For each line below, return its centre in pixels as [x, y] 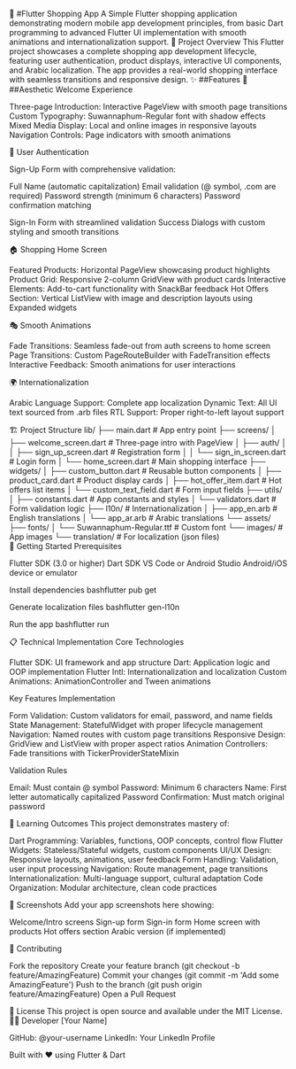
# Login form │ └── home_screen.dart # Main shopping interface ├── [138, 461]
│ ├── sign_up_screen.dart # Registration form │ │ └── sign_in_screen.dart [148, 452]
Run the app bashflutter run [59, 624]
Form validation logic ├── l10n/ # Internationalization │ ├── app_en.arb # [144, 508]
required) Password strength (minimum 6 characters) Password [125, 196]
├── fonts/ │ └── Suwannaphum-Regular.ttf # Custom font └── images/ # [146, 527]
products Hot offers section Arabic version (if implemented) [118, 931]
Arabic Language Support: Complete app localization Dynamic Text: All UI [143, 403]
